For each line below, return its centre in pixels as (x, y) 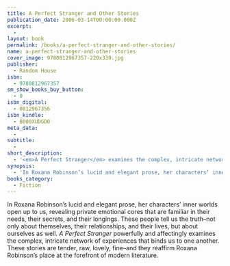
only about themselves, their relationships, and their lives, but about (103, 226)
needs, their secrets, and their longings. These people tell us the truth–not (111, 219)
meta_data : (23, 128)
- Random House (35, 70)
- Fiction (27, 185)
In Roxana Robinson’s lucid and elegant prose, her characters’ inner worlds (112, 204)
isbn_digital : (27, 103)
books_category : (30, 178)
